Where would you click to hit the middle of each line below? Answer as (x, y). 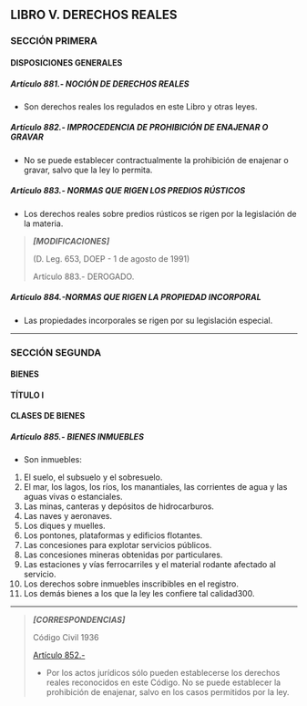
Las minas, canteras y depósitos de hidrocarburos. (119, 506)
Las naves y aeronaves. (68, 516)
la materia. (43, 223)
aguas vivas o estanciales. (73, 497)
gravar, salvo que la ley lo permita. (88, 170)
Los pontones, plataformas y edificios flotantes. (113, 535)
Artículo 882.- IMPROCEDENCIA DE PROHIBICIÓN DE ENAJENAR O (139, 128)
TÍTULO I (27, 395)
